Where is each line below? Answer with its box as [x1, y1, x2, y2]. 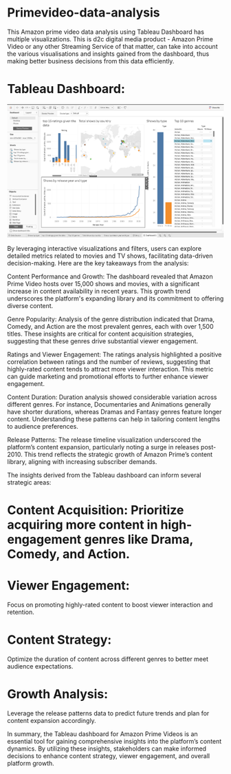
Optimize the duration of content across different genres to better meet [7, 655, 208, 663]
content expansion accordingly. [7, 716, 96, 724]
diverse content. [7, 301, 54, 309]
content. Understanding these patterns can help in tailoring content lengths [7, 415, 221, 423]
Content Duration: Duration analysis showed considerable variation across [7, 393, 217, 401]
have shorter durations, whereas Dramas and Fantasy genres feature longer [7, 407, 222, 416]
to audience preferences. [7, 422, 79, 430]
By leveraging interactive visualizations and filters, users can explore [7, 244, 201, 252]
